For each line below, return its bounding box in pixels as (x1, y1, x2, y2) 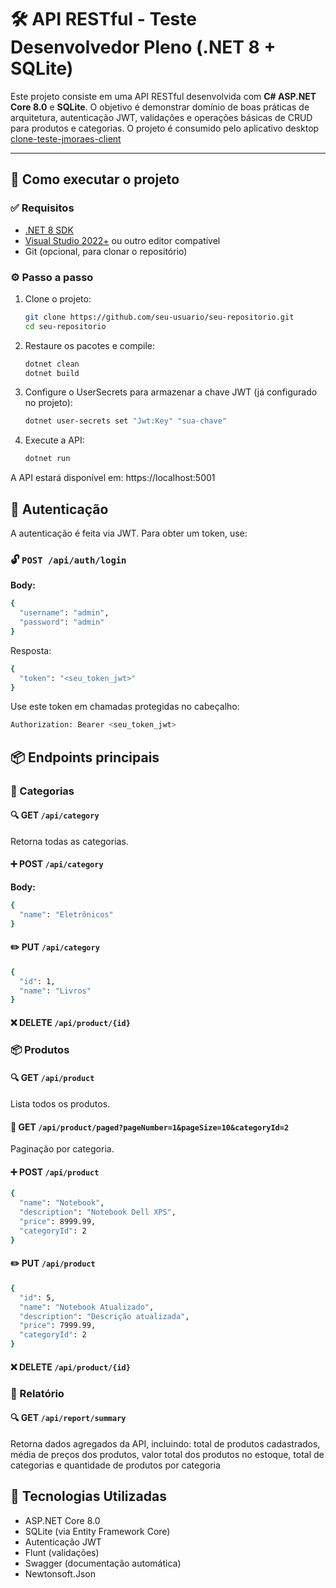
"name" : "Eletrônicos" (19, 909, 114, 920)
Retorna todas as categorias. (10, 835, 129, 847)
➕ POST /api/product (10, 1166, 100, 1178)
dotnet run (24, 454, 71, 464)
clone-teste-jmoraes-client (10, 132, 122, 145)
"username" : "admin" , (19, 608, 110, 618)
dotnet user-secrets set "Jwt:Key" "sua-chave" (24, 416, 227, 426)
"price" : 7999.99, (19, 1321, 97, 1331)
